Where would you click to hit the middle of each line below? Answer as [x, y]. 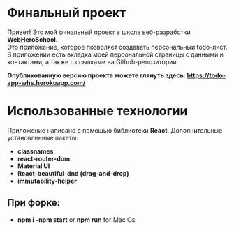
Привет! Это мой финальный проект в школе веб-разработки [99, 32]
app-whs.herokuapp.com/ [46, 82]
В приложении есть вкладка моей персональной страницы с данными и [115, 54]
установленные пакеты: [43, 137]
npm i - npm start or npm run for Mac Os [76, 219]
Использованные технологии [97, 111]
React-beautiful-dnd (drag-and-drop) [73, 173]
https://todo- [206, 75]
